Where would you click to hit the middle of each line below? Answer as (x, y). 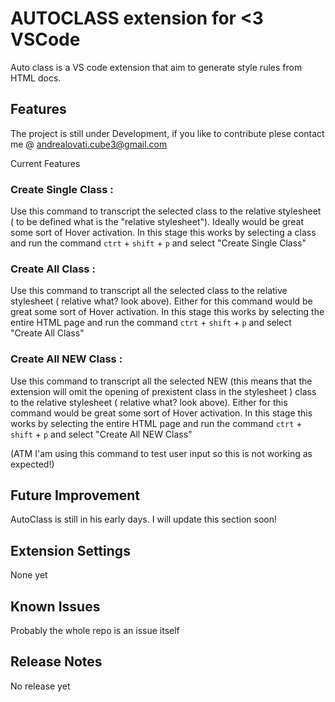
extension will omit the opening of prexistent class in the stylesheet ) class (163, 391)
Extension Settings (70, 550)
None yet (29, 575)
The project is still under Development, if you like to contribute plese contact (167, 133)
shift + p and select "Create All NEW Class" (101, 434)
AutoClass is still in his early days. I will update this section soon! (144, 519)
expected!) (32, 464)
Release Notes (56, 662)
